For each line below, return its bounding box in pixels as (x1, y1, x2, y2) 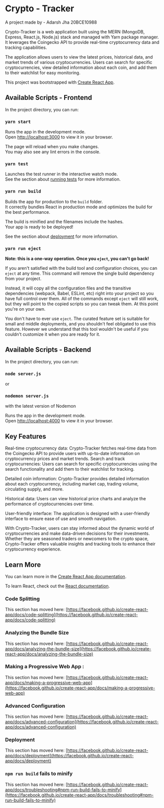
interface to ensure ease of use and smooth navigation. (5, 516, 117, 522)
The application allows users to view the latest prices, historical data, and (5, 54, 153, 60)
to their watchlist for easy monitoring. (5, 69, 81, 75)
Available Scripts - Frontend (5, 94, 92, 102)
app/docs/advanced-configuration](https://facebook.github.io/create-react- (5, 719, 159, 725)
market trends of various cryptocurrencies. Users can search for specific (5, 59, 153, 65)
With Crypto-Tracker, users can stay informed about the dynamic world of (5, 525, 154, 531)
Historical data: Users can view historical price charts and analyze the (5, 496, 146, 502)
